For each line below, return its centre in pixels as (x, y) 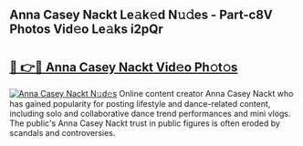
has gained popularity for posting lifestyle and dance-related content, (140, 104)
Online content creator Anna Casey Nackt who (206, 94)
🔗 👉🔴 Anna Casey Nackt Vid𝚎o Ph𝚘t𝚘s (124, 67)
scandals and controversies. (63, 133)
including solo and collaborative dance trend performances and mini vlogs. (150, 114)
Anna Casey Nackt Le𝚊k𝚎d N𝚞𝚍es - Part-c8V (141, 15)
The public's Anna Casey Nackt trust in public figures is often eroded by (145, 123)
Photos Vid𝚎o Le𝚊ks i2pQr (87, 30)
